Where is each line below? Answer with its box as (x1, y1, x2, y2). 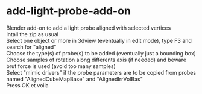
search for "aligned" (6, 43, 57, 51)
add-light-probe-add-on (6, 4, 131, 18)
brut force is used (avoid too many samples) (6, 62, 116, 70)
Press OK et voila (6, 81, 49, 89)
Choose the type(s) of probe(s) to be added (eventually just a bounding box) (6, 49, 196, 57)
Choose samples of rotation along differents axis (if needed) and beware (6, 56, 187, 63)
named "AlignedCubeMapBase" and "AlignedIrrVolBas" (6, 75, 143, 83)
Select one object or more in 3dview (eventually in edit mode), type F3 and (6, 37, 192, 44)
